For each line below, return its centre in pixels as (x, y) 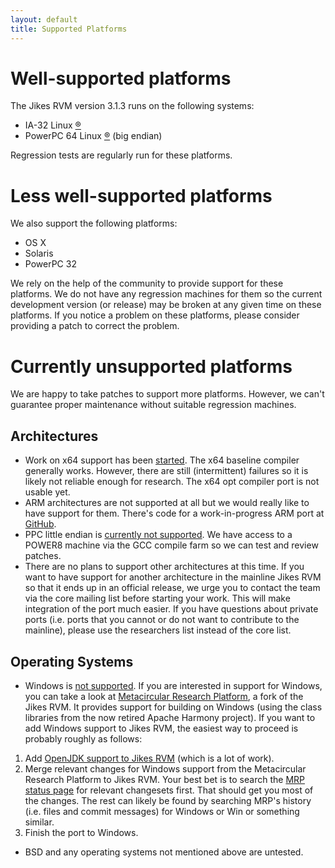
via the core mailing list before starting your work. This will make (157, 598)
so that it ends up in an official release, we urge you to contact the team (172, 588)
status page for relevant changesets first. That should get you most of (169, 790)
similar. (39, 822)
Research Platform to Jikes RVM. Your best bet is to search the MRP (164, 779)
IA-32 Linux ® (53, 125)
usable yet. (47, 492)
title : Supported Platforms (69, 29)
